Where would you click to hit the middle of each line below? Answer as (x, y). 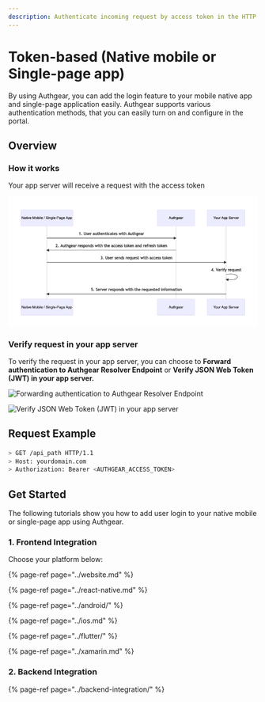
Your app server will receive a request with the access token (107, 185)
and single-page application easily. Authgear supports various (110, 104)
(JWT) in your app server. (51, 378)
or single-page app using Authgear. (66, 522)
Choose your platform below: (55, 560)
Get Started (37, 494)
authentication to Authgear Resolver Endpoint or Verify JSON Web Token (131, 370)
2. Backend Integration (53, 672)
